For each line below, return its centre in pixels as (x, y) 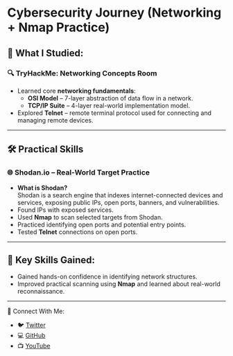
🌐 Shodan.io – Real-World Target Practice (79, 172)
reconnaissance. (41, 292)
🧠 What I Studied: (45, 53)
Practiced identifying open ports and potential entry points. (102, 224)
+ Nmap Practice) (59, 27)
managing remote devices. (55, 120)
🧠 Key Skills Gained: (51, 260)
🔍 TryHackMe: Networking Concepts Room (82, 73)
